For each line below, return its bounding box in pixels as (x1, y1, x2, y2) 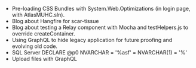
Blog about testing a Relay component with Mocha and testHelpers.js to (11, 24, 189, 31)
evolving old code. (11, 43, 58, 50)
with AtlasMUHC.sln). (11, 11, 65, 18)
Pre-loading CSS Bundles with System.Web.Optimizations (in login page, (11, 5, 191, 12)
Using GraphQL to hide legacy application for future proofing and (11, 37, 173, 43)
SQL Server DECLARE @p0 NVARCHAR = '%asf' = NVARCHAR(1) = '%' (11, 49, 187, 56)
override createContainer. (11, 30, 76, 37)
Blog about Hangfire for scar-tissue (11, 18, 99, 24)
